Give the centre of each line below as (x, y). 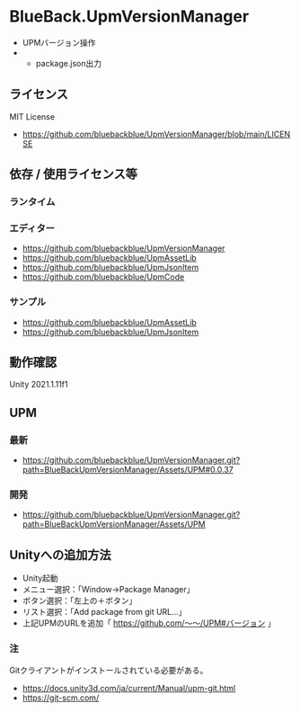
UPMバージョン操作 (59, 42)
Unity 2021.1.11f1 (39, 385)
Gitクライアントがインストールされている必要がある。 (109, 670)
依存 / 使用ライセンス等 (73, 174)
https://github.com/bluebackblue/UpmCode (103, 277)
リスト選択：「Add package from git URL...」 (104, 612)
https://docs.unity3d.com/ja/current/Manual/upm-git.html (129, 688)
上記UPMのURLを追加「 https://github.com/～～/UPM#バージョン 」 (149, 623)
